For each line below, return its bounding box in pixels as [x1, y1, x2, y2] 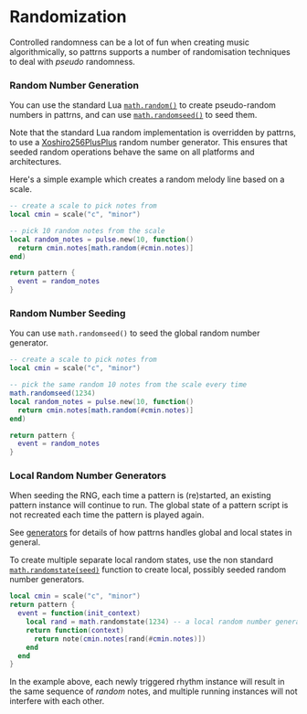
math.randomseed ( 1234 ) [9, 389, 96, 399]
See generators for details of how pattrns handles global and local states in [9, 528, 292, 538]
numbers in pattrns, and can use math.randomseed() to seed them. [9, 110, 258, 121]
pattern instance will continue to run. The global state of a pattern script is [9, 500, 289, 511]
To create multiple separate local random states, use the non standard [9, 555, 274, 566]
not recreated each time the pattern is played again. [9, 509, 205, 520]
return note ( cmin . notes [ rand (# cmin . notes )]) [33, 634, 206, 644]
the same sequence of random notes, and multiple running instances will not [9, 686, 298, 697]
